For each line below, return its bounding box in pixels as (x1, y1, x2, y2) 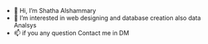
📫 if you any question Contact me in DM (13, 29, 129, 37)
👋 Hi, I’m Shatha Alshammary (13, 7, 96, 14)
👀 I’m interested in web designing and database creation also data (13, 14, 201, 22)
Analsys (13, 21, 37, 29)
